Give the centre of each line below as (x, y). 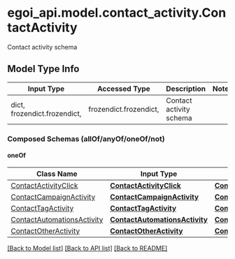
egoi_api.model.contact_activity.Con (117, 13)
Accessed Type (123, 89)
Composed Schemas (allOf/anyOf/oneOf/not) (86, 139)
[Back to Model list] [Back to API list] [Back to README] (87, 248)
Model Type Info (43, 69)
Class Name (57, 174)
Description (186, 89)
